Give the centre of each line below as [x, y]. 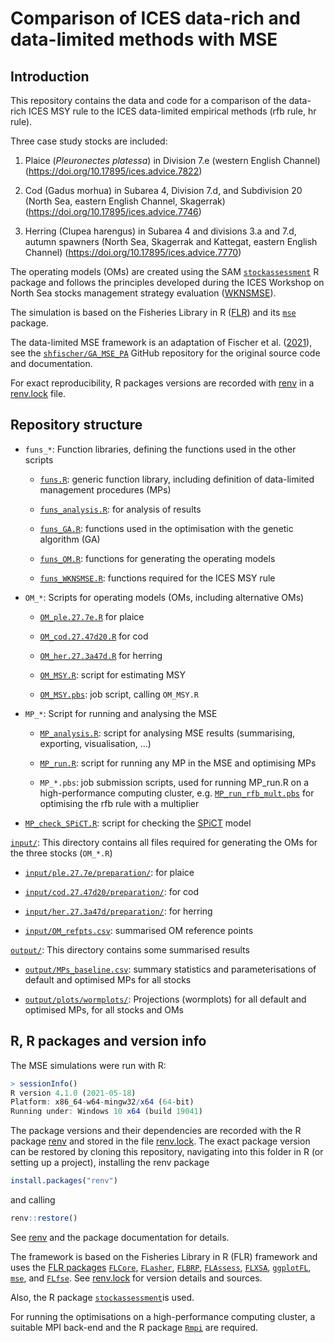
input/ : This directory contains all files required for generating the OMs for [164, 842]
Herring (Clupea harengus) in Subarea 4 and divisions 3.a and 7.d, [160, 231]
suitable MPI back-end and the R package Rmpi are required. [134, 1327]
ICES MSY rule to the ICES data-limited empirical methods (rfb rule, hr [172, 111]
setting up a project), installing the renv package [110, 1163]
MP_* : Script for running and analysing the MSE [121, 713]
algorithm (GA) [70, 539]
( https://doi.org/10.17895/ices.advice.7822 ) [113, 171]
